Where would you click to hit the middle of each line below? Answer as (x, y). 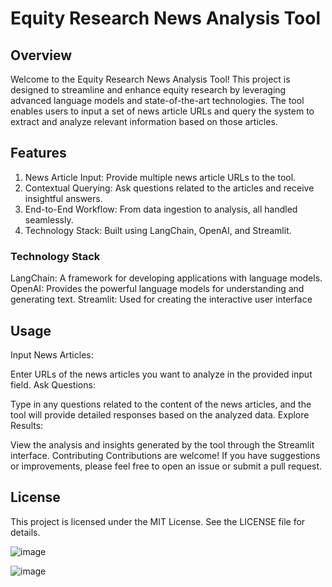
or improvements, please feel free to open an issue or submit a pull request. (166, 466)
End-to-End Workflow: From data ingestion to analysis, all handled (161, 209)
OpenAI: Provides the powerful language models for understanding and (157, 289)
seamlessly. (49, 219)
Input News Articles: (52, 354)
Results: (27, 425)
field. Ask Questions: (53, 384)
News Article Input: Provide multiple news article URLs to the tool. (160, 177)
